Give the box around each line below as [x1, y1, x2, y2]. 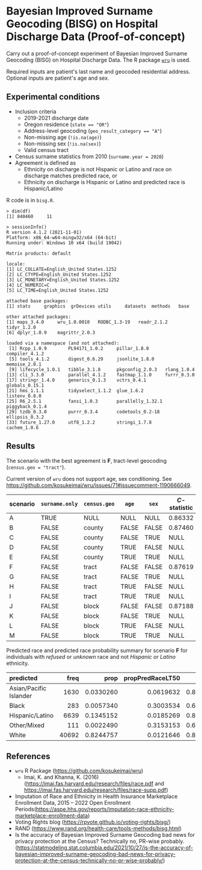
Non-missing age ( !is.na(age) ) [23, 133, 102, 141]
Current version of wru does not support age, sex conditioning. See [6, 475, 173, 482]
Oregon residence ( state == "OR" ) [23, 121, 109, 128]
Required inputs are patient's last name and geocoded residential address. [6, 68, 191, 75]
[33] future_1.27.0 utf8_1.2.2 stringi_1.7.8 [6, 419, 152, 425]
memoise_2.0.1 [6, 361, 42, 367]
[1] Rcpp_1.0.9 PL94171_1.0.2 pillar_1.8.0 [8, 345, 149, 351]
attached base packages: [6, 297, 69, 304]
